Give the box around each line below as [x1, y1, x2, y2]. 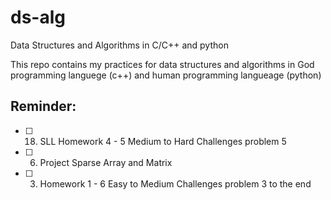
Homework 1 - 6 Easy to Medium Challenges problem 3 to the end [39, 177, 312, 190]
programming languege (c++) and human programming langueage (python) [10, 69, 322, 81]
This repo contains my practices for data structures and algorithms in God [10, 58, 315, 70]
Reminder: [10, 98, 77, 115]
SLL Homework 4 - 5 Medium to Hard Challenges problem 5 [39, 135, 287, 147]
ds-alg [10, 6, 66, 29]
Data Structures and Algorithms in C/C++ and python [10, 39, 229, 51]
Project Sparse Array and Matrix [39, 156, 173, 168]
